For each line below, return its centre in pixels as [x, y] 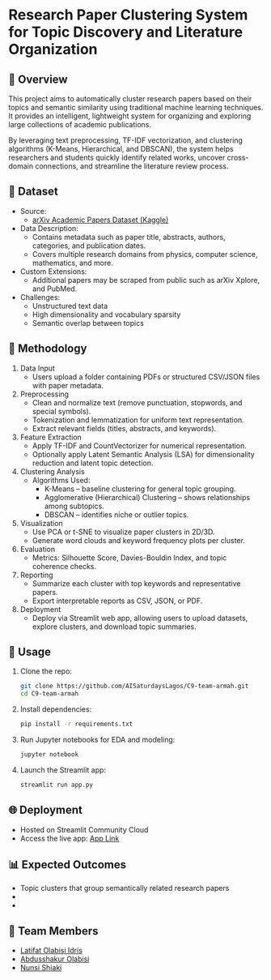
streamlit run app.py [56, 785]
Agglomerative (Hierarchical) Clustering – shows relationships [147, 497]
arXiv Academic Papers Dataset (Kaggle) [100, 220]
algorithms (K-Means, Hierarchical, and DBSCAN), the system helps [121, 149]
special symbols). [61, 411]
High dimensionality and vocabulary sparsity [106, 315]
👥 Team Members [53, 931]
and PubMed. [55, 289]
